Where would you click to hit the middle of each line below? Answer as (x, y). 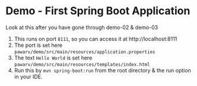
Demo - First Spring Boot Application (98, 11)
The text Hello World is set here (53, 58)
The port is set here (38, 45)
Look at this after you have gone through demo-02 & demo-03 (82, 27)
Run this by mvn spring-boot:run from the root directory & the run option (102, 70)
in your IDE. (28, 77)
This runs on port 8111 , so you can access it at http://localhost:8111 (96, 39)
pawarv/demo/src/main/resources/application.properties (85, 52)
